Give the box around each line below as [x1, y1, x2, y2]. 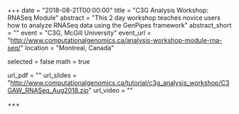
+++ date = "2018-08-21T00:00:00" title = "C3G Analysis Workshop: [7, 6, 208, 14]
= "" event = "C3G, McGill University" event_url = [7, 28, 152, 37]
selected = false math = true [7, 57, 90, 66]
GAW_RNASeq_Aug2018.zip [7, 86, 89, 94]
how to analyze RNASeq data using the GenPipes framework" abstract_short [7, 21, 232, 29]
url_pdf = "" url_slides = [7, 71, 77, 79]
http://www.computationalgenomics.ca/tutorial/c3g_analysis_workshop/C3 [10, 79, 230, 87]
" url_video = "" [88, 86, 133, 94]
